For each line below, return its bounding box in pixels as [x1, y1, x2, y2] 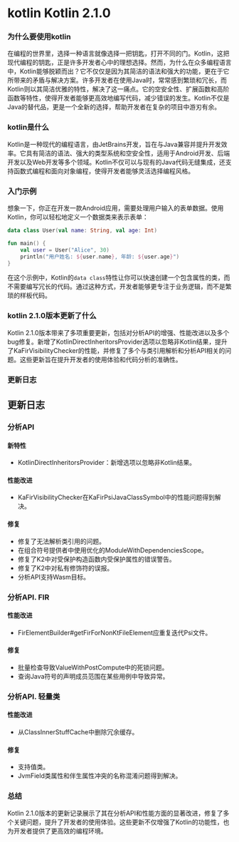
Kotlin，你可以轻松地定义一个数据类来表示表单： [7, 212, 149, 222]
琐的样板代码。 [7, 291, 51, 300]
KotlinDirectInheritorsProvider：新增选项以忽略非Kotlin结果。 [17, 458, 196, 467]
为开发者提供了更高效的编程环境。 [7, 826, 107, 835]
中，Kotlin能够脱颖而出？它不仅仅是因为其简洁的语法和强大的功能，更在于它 [7, 67, 230, 76]
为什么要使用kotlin [7, 32, 71, 42]
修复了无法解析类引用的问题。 [17, 537, 105, 545]
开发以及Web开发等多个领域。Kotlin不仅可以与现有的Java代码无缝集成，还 [7, 158, 226, 166]
